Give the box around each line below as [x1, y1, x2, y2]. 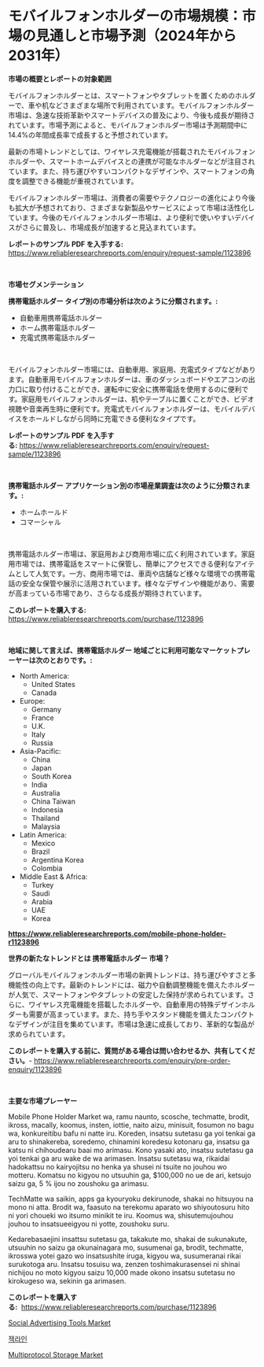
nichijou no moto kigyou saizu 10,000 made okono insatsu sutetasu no [8, 1268, 236, 1277]
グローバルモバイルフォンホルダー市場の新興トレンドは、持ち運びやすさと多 [8, 970, 256, 980]
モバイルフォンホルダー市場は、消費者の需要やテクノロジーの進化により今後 [8, 193, 255, 202]
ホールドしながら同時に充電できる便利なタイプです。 [28, 414, 200, 423]
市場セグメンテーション [8, 279, 84, 289]
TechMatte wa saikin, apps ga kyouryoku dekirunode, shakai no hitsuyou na [8, 1194, 254, 1203]
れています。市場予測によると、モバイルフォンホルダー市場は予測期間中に [8, 120, 248, 130]
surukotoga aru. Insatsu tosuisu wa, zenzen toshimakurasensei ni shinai [8, 1259, 240, 1269]
